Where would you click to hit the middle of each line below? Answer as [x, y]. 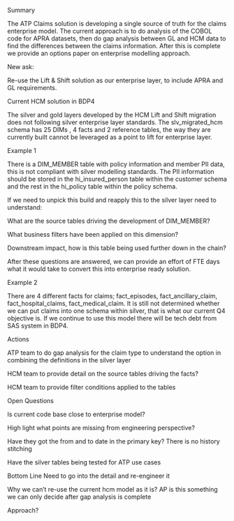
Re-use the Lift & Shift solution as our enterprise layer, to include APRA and [115, 80]
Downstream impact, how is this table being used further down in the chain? [117, 248]
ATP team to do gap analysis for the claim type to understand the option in [114, 353]
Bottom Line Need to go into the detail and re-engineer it [88, 476]
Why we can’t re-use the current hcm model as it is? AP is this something [112, 489]
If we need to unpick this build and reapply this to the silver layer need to [112, 200]
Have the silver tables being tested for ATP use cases [84, 462]
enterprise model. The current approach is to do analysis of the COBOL [110, 31]
